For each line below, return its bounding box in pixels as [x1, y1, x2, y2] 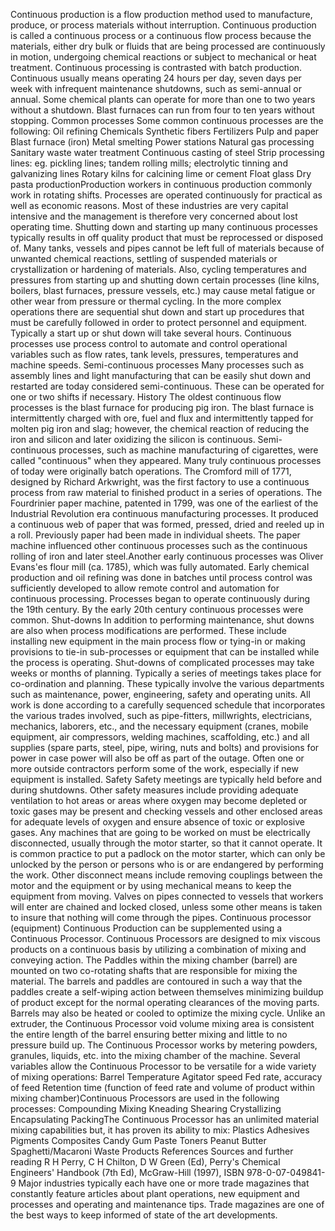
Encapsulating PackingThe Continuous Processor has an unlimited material [10, 1114, 320, 1125]
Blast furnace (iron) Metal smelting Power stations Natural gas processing [10, 136, 315, 148]
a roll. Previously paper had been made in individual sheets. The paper [10, 529, 301, 541]
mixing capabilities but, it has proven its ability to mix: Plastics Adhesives [10, 1124, 310, 1136]
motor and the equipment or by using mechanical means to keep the [10, 880, 292, 891]
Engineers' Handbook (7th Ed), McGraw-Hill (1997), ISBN [10, 1167, 245, 1178]
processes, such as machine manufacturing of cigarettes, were [58, 444, 319, 456]
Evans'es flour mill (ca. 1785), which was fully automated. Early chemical [10, 561, 310, 573]
